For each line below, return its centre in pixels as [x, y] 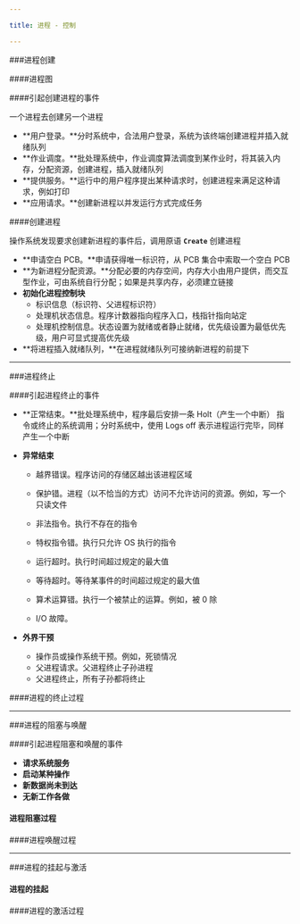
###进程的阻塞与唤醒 [48, 725]
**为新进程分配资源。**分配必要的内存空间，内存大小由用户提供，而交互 [155, 271]
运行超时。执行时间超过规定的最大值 [102, 561]
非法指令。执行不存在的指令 [87, 523]
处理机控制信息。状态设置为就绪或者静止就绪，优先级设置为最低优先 [161, 326]
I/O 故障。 [54, 618]
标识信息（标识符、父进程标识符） [98, 304]
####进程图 [31, 79]
